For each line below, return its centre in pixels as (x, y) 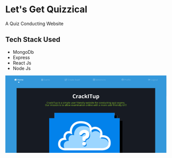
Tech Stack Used (33, 40)
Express (21, 57)
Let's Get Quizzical (46, 9)
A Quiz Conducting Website (35, 24)
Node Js (21, 68)
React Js (22, 63)
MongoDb (23, 52)
